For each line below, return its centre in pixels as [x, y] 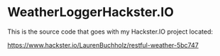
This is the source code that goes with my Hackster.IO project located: [110, 31]
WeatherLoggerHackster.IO [90, 12]
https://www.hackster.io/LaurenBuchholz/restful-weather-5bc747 [103, 45]
